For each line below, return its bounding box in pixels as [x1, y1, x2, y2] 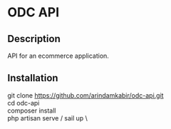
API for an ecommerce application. [7, 51, 109, 60]
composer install [7, 106, 56, 115]
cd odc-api [7, 98, 40, 107]
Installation [7, 72, 58, 84]
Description [7, 33, 61, 45]
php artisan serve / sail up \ [7, 113, 88, 122]
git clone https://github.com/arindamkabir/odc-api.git [7, 91, 164, 100]
